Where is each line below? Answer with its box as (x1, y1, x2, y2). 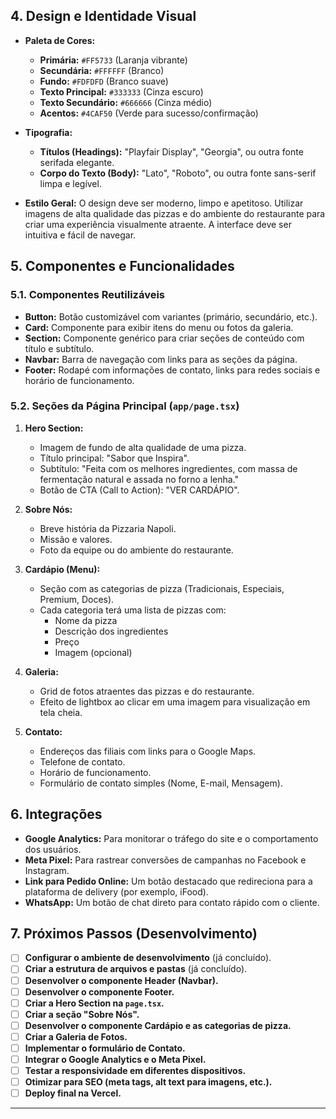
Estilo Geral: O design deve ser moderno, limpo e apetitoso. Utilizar (24, 197, 304, 209)
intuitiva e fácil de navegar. (24, 229, 137, 241)
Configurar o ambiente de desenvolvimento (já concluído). (24, 952, 272, 964)
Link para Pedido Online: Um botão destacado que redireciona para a (24, 875, 313, 887)
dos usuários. (24, 843, 82, 855)
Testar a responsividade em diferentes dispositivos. (24, 1065, 247, 1077)
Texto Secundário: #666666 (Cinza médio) (39, 96, 213, 108)
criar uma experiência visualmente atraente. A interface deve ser (24, 218, 292, 230)
